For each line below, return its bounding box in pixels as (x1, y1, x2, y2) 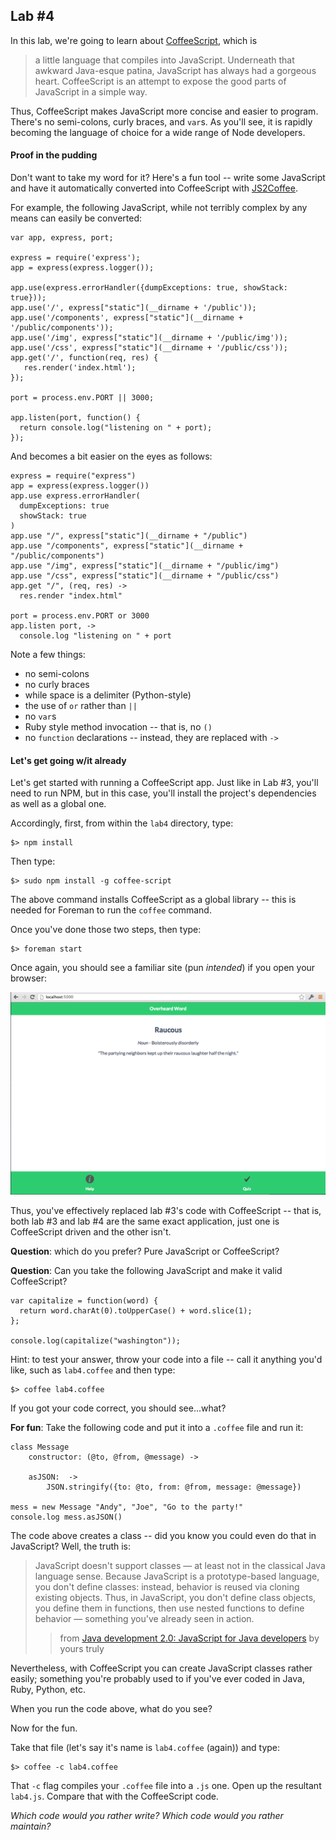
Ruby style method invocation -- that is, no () (24, 721, 213, 733)
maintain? (10, 1820, 52, 1833)
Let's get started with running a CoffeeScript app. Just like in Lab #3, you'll (10, 777, 319, 789)
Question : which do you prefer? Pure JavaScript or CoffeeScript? (10, 1245, 280, 1258)
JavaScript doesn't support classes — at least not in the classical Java (34, 1560, 326, 1572)
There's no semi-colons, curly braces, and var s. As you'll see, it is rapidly (10, 115, 313, 128)
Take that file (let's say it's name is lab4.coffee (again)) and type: (10, 1742, 281, 1754)
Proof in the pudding (10, 149, 98, 161)
